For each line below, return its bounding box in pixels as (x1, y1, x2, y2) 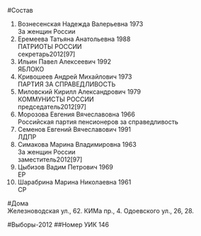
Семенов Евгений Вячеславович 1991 (17, 125, 132, 133)
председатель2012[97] (17, 103, 87, 111)
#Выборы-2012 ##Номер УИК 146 (7, 220, 110, 229)
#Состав (7, 6, 33, 14)
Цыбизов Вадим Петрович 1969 (17, 163, 113, 171)
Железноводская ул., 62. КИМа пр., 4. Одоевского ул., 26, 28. (7, 207, 195, 215)
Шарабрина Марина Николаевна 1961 (17, 178, 132, 186)
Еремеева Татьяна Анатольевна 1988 (17, 35, 131, 43)
